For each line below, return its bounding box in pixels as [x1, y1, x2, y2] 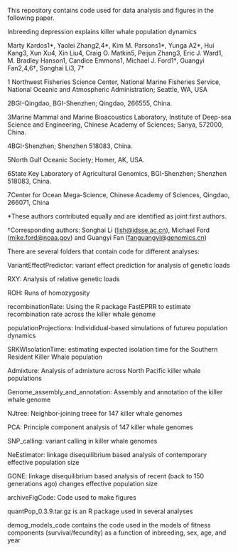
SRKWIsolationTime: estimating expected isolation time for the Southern [7, 345, 218, 353]
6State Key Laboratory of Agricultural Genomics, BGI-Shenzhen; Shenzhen [7, 169, 227, 177]
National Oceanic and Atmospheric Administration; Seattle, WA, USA [7, 85, 208, 93]
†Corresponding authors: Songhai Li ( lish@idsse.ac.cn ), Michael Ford [7, 226, 210, 234]
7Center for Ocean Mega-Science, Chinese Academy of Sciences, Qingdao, [7, 191, 230, 199]
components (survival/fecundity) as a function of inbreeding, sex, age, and [7, 528, 227, 537]
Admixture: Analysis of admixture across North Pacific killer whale [7, 367, 201, 374]
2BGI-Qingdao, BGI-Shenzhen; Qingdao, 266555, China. [7, 99, 173, 107]
